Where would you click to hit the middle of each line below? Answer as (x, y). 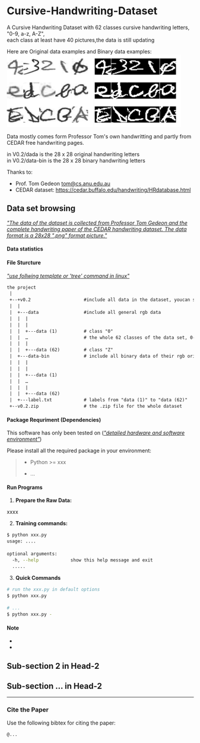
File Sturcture (24, 262)
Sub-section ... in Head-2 (55, 686)
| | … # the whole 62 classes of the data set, (98, 337)
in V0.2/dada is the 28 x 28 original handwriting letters (73, 154)
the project (21, 287)
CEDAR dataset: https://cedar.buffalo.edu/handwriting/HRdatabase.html (103, 190)
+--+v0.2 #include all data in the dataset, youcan (100, 300)
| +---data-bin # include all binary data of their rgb (97, 356)
